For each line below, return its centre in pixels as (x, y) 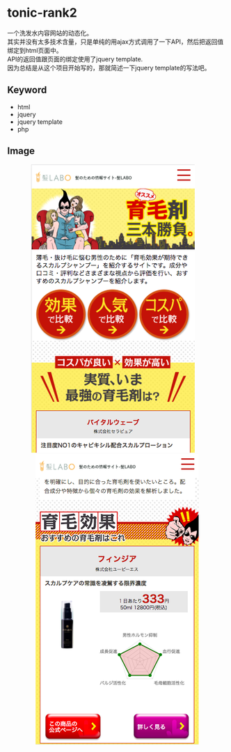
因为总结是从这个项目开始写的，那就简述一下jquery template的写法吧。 (109, 68)
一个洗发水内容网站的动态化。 (50, 33)
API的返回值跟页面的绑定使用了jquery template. (75, 59)
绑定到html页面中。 (35, 50)
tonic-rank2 (42, 13)
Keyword (27, 90)
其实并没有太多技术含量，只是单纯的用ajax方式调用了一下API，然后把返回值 (115, 41)
